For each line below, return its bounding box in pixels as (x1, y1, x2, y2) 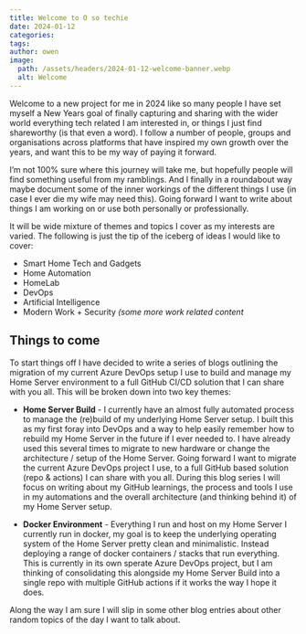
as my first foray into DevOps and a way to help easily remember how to (22, 423, 295, 434)
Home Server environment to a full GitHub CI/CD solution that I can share (9, 376, 285, 387)
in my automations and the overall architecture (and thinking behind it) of (22, 491, 297, 502)
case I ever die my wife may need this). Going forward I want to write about (9, 193, 292, 204)
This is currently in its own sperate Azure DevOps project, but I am (22, 557, 273, 568)
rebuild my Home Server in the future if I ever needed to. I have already (22, 433, 290, 444)
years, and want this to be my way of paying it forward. (9, 146, 217, 157)
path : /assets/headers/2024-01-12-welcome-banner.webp (17, 65, 231, 74)
